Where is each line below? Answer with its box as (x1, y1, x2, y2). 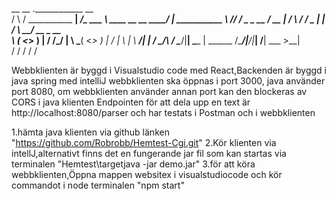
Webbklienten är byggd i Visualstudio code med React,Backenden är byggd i (11, 64, 327, 76)
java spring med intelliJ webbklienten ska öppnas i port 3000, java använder (11, 75, 326, 87)
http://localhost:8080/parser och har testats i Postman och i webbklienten (11, 107, 316, 118)
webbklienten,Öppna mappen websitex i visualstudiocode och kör (11, 169, 283, 180)
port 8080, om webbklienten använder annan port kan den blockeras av (11, 86, 308, 97)
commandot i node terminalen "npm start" (11, 179, 185, 191)
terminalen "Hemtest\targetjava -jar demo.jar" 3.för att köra (11, 158, 256, 170)
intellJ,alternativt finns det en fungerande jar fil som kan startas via (11, 148, 287, 159)
